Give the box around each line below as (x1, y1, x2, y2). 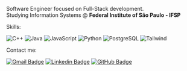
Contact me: (6, 46, 37, 54)
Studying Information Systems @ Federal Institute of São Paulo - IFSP (6, 11, 181, 19)
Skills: (6, 23, 21, 30)
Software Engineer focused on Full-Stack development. (6, 5, 144, 12)
